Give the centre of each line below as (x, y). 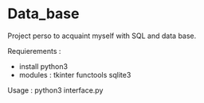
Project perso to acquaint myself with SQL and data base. (102, 36)
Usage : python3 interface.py (55, 90)
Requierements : (34, 51)
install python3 (43, 66)
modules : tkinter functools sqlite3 (75, 74)
